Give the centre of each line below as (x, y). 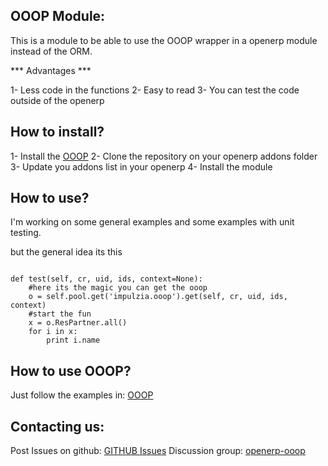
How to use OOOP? (71, 370)
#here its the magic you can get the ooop (118, 288)
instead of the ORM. (51, 51)
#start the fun (60, 314)
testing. (26, 233)
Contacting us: (57, 426)
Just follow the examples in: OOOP (82, 395)
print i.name (73, 340)
